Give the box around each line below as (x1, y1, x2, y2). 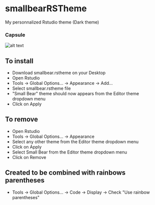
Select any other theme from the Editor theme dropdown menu (12, 138, 139, 145)
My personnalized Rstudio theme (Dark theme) (5, 19, 99, 25)
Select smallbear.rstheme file (12, 85, 71, 91)
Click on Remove (12, 154, 46, 160)
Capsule (5, 31, 25, 38)
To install (5, 57, 34, 65)
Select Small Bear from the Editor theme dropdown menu (12, 149, 127, 155)
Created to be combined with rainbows (5, 169, 126, 177)
